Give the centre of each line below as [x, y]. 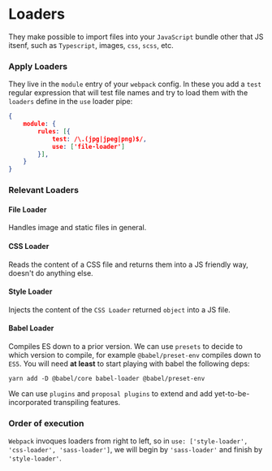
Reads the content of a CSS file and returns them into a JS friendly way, [129, 264]
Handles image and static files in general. [78, 228]
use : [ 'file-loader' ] [89, 146]
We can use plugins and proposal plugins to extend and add [110, 393]
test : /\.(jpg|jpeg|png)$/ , [99, 139]
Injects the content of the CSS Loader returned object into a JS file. [120, 309]
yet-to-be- [232, 393]
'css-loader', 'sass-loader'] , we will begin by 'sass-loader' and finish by [135, 450]
